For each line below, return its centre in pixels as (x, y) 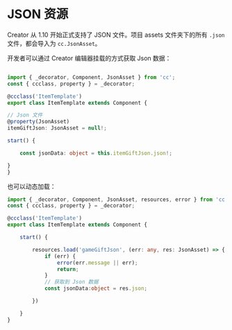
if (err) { (60, 256)
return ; (68, 269)
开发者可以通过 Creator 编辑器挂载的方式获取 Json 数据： (89, 58)
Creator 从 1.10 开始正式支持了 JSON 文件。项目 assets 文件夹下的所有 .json (116, 35)
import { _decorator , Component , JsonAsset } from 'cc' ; (91, 77)
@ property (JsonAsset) (39, 122)
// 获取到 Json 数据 (71, 282)
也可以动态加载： (32, 186)
